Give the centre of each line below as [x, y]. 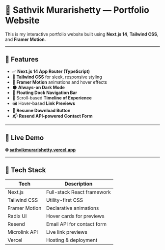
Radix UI [17, 216]
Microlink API [23, 232]
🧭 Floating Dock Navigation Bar [45, 93]
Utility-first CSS [65, 200]
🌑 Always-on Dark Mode [39, 87]
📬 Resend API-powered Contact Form [52, 116]
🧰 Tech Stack [26, 170]
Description [79, 184]
